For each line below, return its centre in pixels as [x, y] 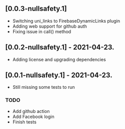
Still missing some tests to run [44, 87]
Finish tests [24, 122]
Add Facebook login [33, 116]
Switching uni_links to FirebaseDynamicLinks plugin [66, 21]
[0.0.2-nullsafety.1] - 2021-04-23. [60, 47]
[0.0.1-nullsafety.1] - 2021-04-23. [59, 75]
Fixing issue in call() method [42, 31]
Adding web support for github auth [50, 26]
